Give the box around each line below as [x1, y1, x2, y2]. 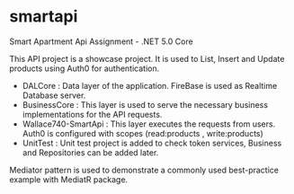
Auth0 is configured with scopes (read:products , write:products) [22, 128, 263, 138]
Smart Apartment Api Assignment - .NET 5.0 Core [9, 36, 193, 47]
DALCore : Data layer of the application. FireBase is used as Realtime [22, 80, 278, 91]
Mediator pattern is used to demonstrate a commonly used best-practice [9, 164, 279, 175]
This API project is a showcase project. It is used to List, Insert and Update [9, 53, 285, 64]
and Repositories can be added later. [22, 146, 159, 158]
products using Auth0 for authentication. [9, 63, 160, 74]
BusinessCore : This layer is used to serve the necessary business [22, 99, 268, 110]
